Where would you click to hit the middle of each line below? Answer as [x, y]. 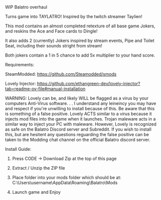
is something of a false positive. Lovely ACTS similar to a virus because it [79, 114]
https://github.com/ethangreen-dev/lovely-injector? [89, 83]
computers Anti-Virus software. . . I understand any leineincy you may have [80, 103]
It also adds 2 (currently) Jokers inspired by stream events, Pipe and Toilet [80, 40]
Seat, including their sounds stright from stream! [54, 46]
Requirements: [20, 65]
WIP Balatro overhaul [26, 7]
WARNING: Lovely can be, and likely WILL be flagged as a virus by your [77, 98]
